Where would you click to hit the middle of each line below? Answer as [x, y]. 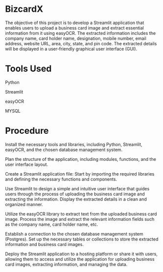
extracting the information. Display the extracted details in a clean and [76, 199]
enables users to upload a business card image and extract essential [74, 28]
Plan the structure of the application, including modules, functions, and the [81, 159]
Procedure [27, 131]
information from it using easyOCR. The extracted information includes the [81, 33]
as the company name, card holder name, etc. [52, 224]
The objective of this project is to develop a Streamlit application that [75, 23]
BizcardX [24, 9]
